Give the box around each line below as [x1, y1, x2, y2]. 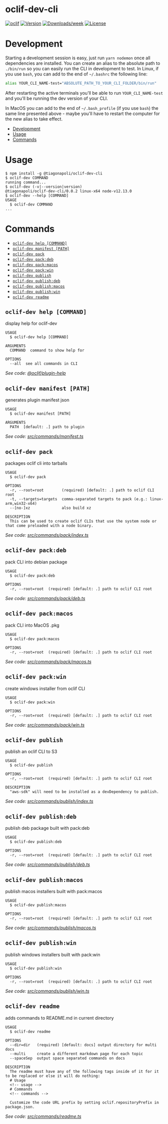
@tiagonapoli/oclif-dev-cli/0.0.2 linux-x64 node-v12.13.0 [5, 188, 132, 193]
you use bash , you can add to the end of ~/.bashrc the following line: [5, 71, 148, 77]
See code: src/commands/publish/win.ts [5, 988, 90, 994]
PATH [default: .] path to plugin [10, 424, 85, 430]
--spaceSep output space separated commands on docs [10, 1056, 125, 1061]
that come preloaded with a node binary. [5, 523, 94, 529]
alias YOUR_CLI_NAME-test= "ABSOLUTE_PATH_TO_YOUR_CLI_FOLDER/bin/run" [5, 81, 157, 86]
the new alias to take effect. [5, 115, 63, 122]
